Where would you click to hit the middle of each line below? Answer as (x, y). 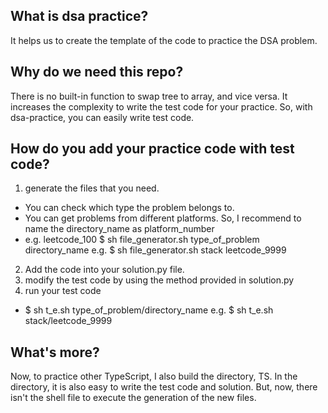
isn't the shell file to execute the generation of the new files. (133, 398)
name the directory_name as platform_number (119, 229)
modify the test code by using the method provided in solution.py (159, 280)
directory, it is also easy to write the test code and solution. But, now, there (164, 387)
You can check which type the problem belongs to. (129, 208)
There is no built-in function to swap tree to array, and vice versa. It (149, 96)
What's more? (55, 352)
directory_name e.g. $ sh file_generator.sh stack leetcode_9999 (155, 250)
